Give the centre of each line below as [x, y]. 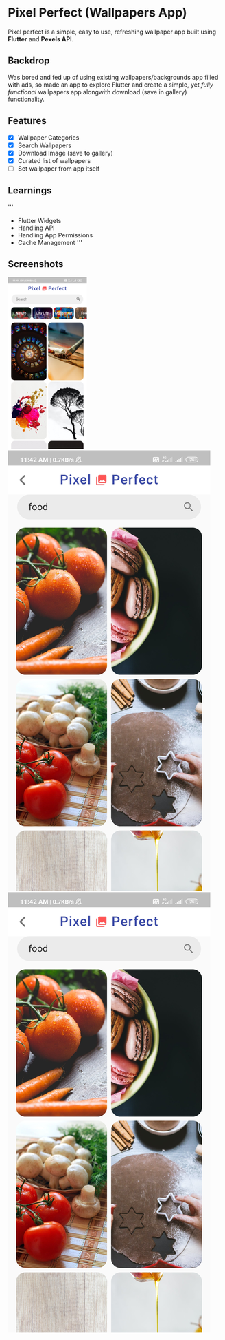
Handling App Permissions [55, 235]
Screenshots [36, 264]
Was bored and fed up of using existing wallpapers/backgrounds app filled [113, 77]
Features [27, 121]
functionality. [26, 99]
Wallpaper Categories [48, 137]
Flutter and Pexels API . [41, 39]
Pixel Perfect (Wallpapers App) [97, 13]
